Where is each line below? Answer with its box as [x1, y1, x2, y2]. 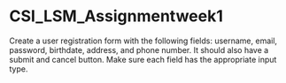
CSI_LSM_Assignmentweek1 [9, 6, 224, 26]
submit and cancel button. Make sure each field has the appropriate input [9, 54, 277, 64]
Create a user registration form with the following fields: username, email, [9, 35, 277, 46]
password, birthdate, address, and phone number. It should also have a [9, 44, 269, 55]
